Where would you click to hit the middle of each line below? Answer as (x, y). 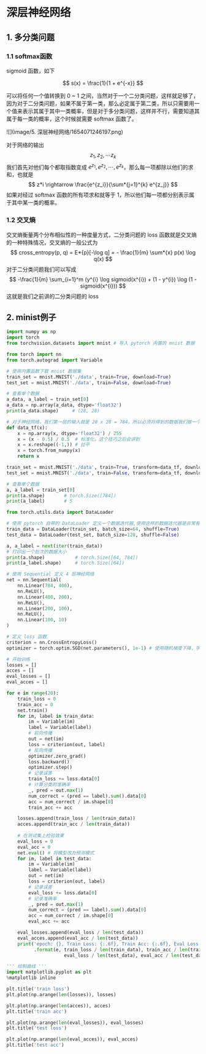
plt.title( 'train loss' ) (38, 989)
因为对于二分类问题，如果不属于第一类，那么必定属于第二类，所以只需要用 (100, 103)
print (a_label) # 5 (39, 501)
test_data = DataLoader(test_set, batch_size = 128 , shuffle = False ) (93, 535)
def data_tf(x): (27, 428)
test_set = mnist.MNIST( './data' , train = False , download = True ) (89, 383)
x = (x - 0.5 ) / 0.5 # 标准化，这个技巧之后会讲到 (78, 439)
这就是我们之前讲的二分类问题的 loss (53, 296)
